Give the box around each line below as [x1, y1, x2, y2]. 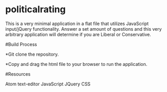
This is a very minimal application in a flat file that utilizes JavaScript [5, 20, 149, 27]
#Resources [5, 71, 31, 77]
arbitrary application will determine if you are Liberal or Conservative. [5, 31, 152, 37]
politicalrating [5, 4, 66, 15]
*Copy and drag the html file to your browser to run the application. [5, 61, 148, 67]
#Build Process [5, 41, 37, 47]
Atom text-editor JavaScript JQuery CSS [5, 81, 91, 87]
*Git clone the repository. [5, 51, 59, 57]
